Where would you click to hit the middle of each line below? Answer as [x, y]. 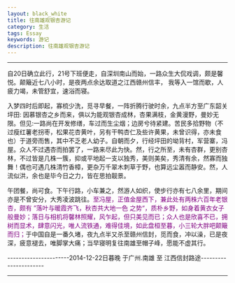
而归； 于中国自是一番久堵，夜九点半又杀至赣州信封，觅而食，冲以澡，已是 [114, 234]
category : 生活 [28, 27]
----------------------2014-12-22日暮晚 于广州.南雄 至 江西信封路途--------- [117, 258]
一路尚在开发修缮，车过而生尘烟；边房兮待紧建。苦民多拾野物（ [126, 123]
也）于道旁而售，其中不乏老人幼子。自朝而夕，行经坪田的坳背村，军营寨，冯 [117, 141]
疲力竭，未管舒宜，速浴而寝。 [50, 91]
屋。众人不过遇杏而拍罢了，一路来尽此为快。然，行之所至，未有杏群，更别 [114, 150]
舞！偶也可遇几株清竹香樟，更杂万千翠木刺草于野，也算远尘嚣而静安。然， [114, 167]
